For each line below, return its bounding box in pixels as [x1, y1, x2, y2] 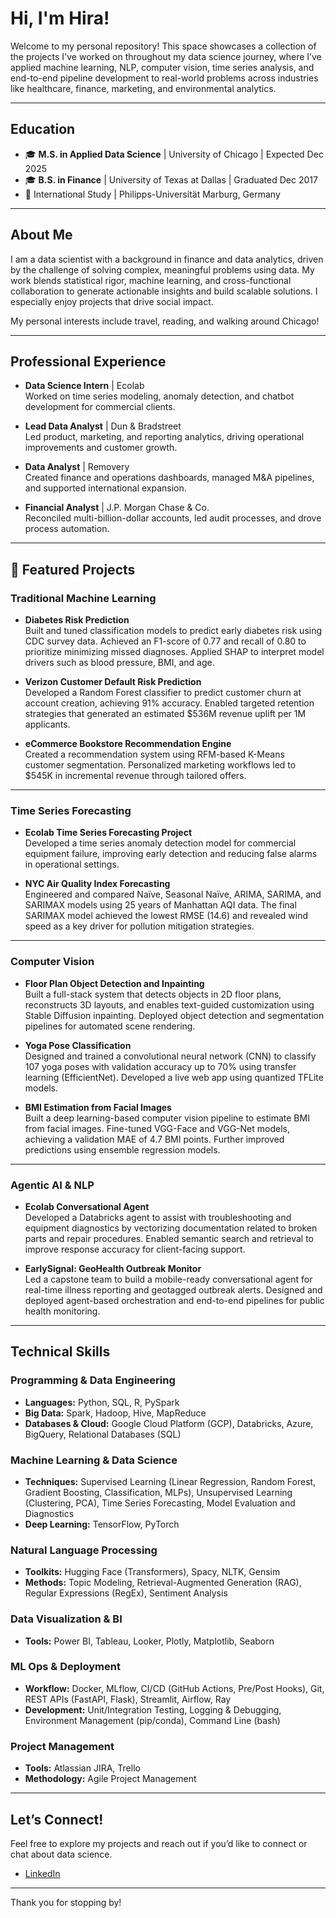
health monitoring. [24, 1305, 101, 1317]
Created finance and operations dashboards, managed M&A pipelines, [24, 472, 315, 484]
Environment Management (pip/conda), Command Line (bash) [24, 1714, 281, 1726]
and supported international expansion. [24, 482, 187, 494]
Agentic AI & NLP [10, 1178, 95, 1192]
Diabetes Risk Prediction [24, 614, 130, 626]
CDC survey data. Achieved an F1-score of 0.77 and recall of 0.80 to [24, 635, 307, 647]
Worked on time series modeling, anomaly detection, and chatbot [24, 390, 295, 402]
